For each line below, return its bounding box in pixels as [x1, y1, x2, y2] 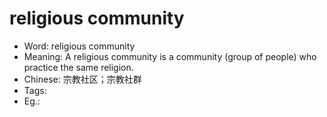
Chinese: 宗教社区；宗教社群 [23, 73, 142, 85]
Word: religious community [23, 40, 136, 52]
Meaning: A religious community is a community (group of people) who [23, 50, 317, 62]
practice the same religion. [23, 61, 134, 73]
